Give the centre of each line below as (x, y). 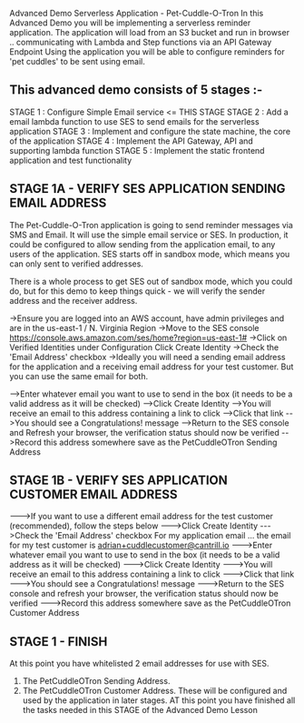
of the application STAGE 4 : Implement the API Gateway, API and (132, 141)
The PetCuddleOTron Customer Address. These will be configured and (155, 691)
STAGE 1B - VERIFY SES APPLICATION (119, 481)
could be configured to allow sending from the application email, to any (142, 244)
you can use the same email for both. (78, 376)
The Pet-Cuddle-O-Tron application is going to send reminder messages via (151, 225)
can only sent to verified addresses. (76, 264)
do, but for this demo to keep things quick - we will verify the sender (137, 291)
